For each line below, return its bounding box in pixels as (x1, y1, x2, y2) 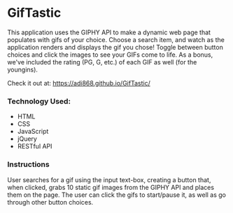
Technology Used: (7, 96, 71, 106)
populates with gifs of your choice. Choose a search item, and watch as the (7, 35, 225, 43)
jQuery (17, 135, 37, 143)
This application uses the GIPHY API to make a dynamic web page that (7, 28, 211, 36)
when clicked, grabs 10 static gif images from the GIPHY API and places (7, 183, 215, 191)
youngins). (7, 65, 38, 74)
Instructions (7, 160, 50, 170)
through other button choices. (7, 198, 94, 206)
